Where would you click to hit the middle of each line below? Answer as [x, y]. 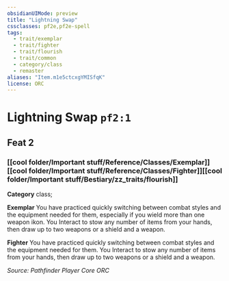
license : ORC [26, 84]
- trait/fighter [36, 45]
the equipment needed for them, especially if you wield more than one [106, 215]
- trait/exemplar [38, 39]
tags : [15, 33]
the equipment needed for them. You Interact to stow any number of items [111, 250]
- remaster [29, 71]
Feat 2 [21, 142]
